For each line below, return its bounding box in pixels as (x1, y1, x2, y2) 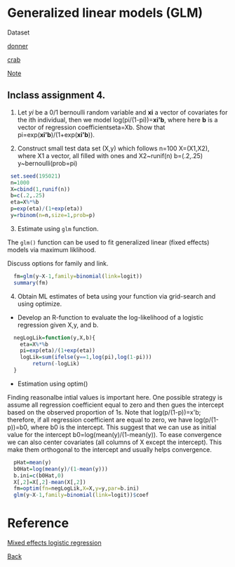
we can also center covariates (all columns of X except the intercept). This (7, 438, 222, 446)
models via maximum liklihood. (7, 245, 96, 254)
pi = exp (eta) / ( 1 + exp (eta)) (20, 347, 96, 354)
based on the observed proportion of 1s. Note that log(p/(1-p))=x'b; (7, 408, 201, 416)
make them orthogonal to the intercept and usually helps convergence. (7, 445, 212, 454)
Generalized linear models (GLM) (7, 5, 203, 21)
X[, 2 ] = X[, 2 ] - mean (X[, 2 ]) (13, 478, 86, 485)
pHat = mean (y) (13, 459, 52, 466)
